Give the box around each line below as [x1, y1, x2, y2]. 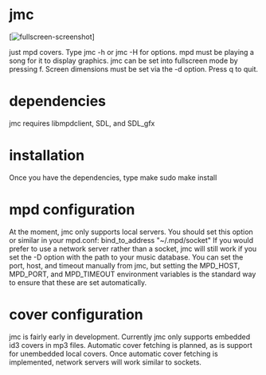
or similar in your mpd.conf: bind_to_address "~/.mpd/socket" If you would [9, 235, 254, 244]
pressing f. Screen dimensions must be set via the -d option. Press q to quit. [9, 64, 258, 73]
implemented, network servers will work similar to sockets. [9, 357, 202, 367]
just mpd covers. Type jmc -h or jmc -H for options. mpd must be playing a [9, 47, 254, 57]
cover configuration [9, 305, 144, 323]
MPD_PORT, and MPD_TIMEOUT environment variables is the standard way [9, 269, 256, 279]
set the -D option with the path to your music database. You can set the [9, 252, 244, 262]
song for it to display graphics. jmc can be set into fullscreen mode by [9, 56, 238, 65]
